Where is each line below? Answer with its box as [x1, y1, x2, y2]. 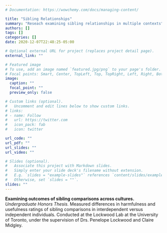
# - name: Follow [5, 113, 41, 118]
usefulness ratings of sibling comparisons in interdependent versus [5, 206, 143, 212]
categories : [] [5, 35, 37, 40]
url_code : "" [5, 136, 32, 141]
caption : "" [9, 81, 35, 86]
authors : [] [5, 25, 30, 30]
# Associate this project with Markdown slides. [5, 163, 112, 169]
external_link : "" [5, 53, 43, 58]
